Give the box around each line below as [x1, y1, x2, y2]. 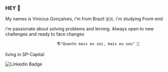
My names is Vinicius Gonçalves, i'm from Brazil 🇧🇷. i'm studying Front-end [5, 16, 163, 22]
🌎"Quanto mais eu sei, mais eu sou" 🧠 [57, 41, 139, 46]
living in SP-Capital [5, 51, 45, 57]
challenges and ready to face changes [5, 31, 84, 37]
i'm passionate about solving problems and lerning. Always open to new [5, 26, 154, 32]
